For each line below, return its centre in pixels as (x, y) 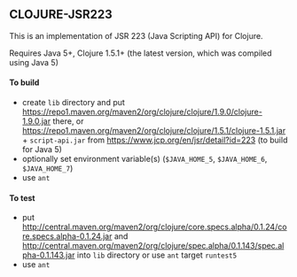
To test (22, 197)
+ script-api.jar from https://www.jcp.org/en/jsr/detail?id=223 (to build (155, 140)
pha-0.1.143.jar (48, 255)
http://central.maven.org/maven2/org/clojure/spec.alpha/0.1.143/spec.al (153, 246)
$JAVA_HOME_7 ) (47, 168)
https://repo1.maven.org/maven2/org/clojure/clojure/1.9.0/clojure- (142, 112)
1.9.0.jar (36, 121)
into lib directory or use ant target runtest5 (157, 255)
